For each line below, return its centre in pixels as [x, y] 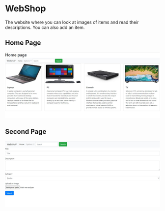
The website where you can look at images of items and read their [72, 22]
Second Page [26, 132]
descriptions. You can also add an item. [45, 27]
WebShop [26, 9]
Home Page [23, 43]
